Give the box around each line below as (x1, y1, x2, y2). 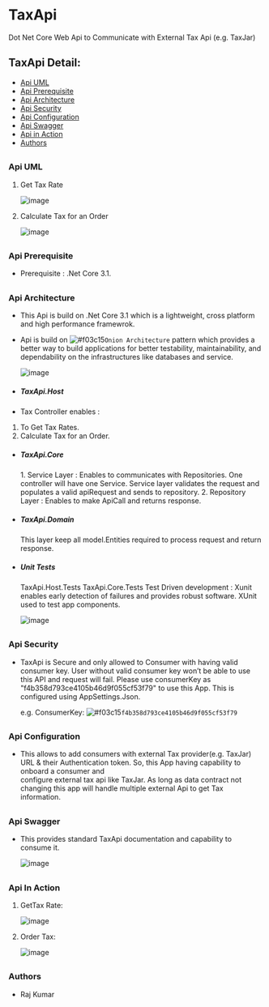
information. (19, 792, 61, 802)
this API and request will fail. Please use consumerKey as (19, 674, 211, 684)
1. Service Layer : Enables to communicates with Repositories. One (19, 470, 243, 480)
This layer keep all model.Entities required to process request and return (19, 535, 262, 544)
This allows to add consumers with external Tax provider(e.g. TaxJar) (19, 749, 252, 759)
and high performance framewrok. (19, 319, 135, 329)
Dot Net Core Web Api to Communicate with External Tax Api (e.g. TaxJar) (8, 32, 256, 42)
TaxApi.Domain (19, 514, 75, 524)
